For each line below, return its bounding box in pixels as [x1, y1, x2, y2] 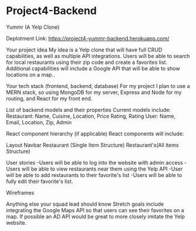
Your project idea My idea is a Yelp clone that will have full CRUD [6, 46, 163, 53]
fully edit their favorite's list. [6, 178, 73, 185]
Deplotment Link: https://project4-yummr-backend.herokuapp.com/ [6, 35, 170, 42]
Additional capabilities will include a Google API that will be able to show [6, 64, 180, 72]
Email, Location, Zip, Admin [6, 118, 72, 125]
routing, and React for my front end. [6, 95, 92, 102]
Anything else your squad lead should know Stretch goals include [6, 201, 164, 208]
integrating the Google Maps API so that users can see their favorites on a [6, 206, 184, 213]
